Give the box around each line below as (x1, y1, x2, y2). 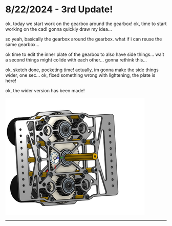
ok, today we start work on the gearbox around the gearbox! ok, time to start (5, 20, 167, 27)
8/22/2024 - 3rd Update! (5, 4, 113, 15)
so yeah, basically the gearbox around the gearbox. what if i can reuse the (5, 36, 162, 42)
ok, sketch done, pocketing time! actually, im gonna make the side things (5, 67, 159, 73)
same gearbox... (5, 41, 40, 47)
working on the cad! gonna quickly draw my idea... (5, 26, 112, 32)
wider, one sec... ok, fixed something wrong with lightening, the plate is (5, 72, 156, 78)
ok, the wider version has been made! (5, 87, 85, 93)
